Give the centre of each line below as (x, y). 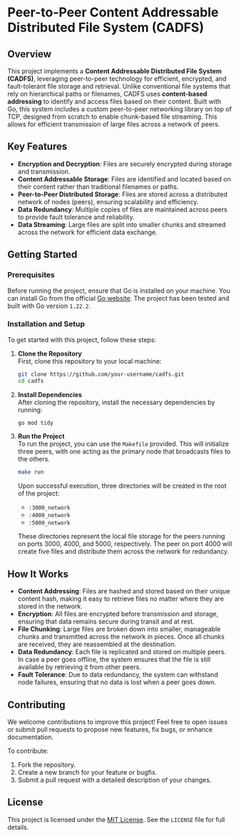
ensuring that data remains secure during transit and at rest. (106, 621)
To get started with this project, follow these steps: (82, 339)
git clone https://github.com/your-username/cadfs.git (101, 374)
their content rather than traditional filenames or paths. (98, 186)
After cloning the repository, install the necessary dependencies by (116, 402)
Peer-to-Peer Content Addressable (113, 12)
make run (31, 472)
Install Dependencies (50, 394)
